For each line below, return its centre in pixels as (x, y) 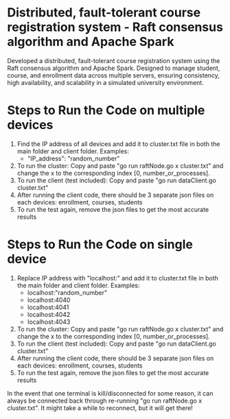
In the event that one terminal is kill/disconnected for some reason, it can (110, 393)
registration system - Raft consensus (115, 27)
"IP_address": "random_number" (73, 158)
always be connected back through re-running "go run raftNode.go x (105, 400)
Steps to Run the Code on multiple (106, 110)
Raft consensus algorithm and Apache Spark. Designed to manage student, (114, 68)
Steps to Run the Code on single (100, 244)
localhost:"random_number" (67, 292)
